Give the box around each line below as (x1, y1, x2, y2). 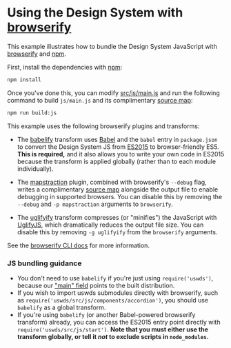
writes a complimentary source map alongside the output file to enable (17, 185, 219, 194)
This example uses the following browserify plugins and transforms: (7, 122, 200, 130)
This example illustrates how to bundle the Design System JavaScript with (7, 42, 217, 50)
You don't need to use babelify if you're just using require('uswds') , (17, 274, 214, 282)
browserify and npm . (7, 50, 67, 58)
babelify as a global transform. (17, 303, 106, 311)
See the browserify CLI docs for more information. (7, 241, 150, 249)
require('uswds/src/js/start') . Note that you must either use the (17, 325, 209, 334)
